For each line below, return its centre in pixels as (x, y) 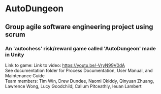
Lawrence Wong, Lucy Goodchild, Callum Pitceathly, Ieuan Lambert (73, 86)
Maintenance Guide (25, 76)
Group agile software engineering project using (79, 27)
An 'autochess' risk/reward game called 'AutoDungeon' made (80, 48)
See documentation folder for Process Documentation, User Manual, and (79, 70)
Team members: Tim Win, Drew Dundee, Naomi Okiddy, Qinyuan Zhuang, (80, 81)
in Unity (15, 55)
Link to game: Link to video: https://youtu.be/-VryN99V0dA (65, 65)
